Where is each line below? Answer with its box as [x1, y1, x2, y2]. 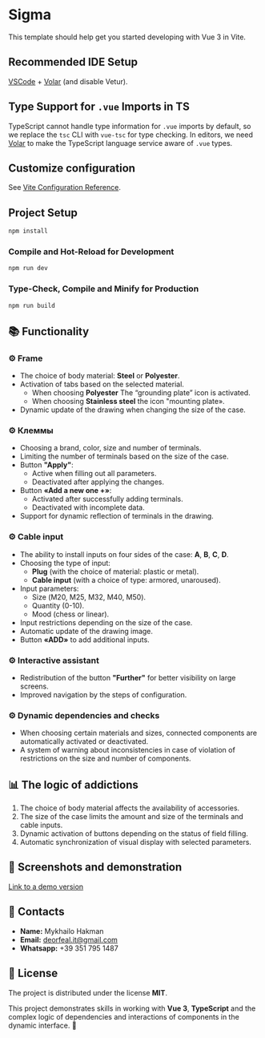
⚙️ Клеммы [8, 425, 54, 436]
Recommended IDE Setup [8, 55, 139, 69]
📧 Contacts [8, 905, 65, 919]
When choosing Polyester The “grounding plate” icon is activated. [31, 388, 251, 398]
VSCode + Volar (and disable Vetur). [8, 76, 128, 86]
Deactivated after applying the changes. [31, 477, 165, 487]
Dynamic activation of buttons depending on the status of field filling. [19, 829, 248, 838]
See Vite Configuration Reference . [8, 183, 122, 192]
